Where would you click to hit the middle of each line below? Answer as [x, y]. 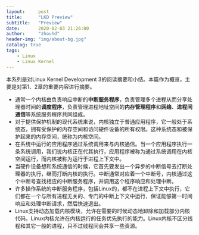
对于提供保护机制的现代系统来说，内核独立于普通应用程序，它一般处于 [101, 121]
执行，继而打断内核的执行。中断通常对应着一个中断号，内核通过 [109, 174]
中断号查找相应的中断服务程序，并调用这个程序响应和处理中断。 [98, 181]
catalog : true [24, 45]
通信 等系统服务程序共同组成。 [51, 114]
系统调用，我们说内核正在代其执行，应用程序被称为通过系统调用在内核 [106, 151]
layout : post [28, 12]
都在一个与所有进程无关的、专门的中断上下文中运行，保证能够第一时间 [106, 196]
